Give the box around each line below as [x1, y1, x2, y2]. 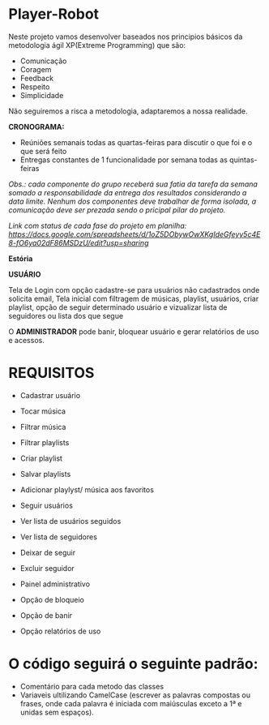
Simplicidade [19, 90, 64, 100]
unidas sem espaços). [19, 707, 95, 717]
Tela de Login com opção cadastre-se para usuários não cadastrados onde [8, 285, 260, 294]
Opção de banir [19, 610, 73, 620]
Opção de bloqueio [19, 594, 85, 604]
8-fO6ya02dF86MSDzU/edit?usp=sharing [8, 238, 149, 247]
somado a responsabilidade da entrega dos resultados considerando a [8, 187, 247, 197]
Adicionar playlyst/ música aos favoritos [19, 484, 154, 495]
